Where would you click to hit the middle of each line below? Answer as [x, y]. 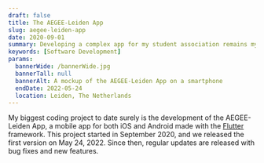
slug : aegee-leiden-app [47, 30]
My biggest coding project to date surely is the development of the [116, 118]
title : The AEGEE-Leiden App [56, 23]
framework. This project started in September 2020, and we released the [126, 135]
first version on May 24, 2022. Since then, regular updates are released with [132, 143]
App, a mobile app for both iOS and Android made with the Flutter [138, 126]
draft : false [29, 15]
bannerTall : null [44, 74]
